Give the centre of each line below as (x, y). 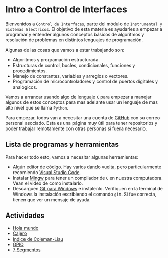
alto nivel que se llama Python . (37, 107)
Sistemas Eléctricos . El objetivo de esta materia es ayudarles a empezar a (84, 29)
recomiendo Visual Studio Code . (46, 172)
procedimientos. (30, 71)
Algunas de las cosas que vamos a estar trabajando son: (65, 50)
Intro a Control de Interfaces (66, 9)
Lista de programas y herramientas (62, 145)
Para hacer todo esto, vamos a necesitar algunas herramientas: (72, 157)
